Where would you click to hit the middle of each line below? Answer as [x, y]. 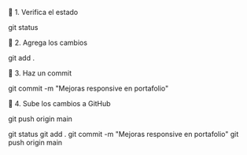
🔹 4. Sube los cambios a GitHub [60, 103]
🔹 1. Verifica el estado [43, 12]
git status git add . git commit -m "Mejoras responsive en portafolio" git [124, 134]
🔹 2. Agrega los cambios [48, 42]
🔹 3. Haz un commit [40, 73]
